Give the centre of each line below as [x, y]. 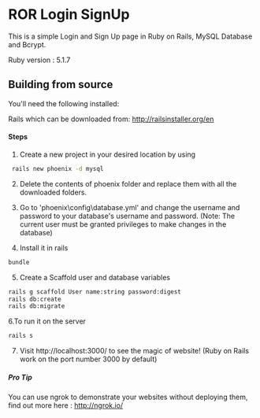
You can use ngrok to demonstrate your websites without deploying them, [128, 397]
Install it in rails [44, 248]
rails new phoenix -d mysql [58, 168]
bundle [19, 262]
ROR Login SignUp [69, 15]
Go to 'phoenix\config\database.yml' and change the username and [130, 207]
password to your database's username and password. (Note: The [127, 216]
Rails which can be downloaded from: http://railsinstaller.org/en [111, 119]
